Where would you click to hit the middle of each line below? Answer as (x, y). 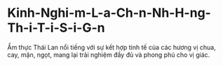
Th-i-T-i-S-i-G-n (56, 28)
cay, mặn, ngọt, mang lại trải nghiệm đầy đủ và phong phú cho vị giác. (109, 55)
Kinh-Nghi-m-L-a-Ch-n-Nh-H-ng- (109, 13)
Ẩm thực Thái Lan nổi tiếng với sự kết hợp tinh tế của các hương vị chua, (111, 47)
